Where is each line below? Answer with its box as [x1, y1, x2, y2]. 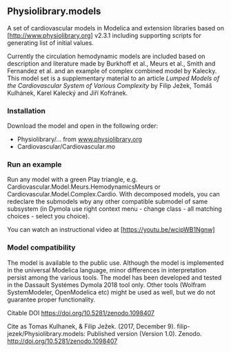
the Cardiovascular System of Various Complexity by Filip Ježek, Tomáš [7, 81, 212, 89]
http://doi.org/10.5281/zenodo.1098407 [7, 337, 118, 345]
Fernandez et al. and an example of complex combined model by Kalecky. [7, 66, 217, 75]
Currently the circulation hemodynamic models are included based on [7, 52, 205, 60]
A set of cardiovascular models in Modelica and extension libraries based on [7, 24, 225, 32]
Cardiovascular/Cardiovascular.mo [17, 142, 116, 151]
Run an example [7, 160, 62, 169]
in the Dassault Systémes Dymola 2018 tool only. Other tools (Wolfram [7, 280, 206, 289]
